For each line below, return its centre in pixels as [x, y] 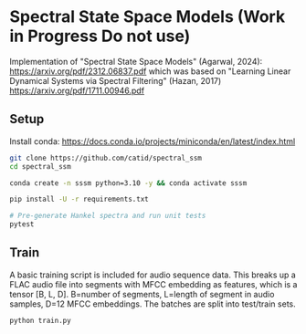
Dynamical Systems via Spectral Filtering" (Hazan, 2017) [116, 80]
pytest [22, 224]
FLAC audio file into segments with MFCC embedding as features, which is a [153, 284]
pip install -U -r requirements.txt [79, 199]
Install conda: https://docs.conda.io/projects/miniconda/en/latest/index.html [153, 141]
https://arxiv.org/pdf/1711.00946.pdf [77, 90]
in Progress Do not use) [100, 36]
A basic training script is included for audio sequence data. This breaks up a [153, 275]
